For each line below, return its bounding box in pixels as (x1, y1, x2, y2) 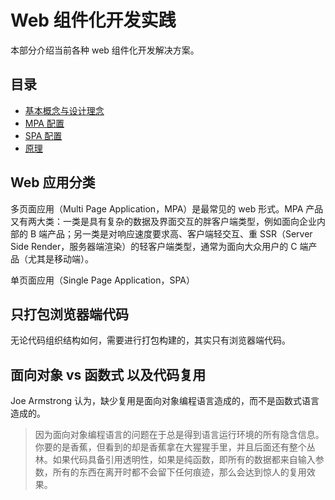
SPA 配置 (24, 129, 63, 141)
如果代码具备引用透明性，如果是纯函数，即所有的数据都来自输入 (52, 454, 316, 466)
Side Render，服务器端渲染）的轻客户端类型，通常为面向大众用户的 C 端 (10, 240, 309, 252)
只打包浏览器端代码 (10, 306, 129, 323)
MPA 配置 (24, 117, 65, 129)
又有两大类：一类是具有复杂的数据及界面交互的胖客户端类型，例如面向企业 (10, 215, 317, 227)
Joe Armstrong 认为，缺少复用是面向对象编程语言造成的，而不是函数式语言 (10, 395, 320, 407)
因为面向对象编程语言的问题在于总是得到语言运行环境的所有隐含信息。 (34, 429, 325, 441)
